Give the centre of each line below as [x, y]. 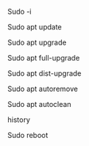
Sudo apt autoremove [43, 89]
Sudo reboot [28, 135]
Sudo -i [19, 12]
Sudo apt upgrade [37, 42]
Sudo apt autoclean [39, 104]
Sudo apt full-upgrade [44, 58]
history [19, 120]
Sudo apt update [35, 27]
